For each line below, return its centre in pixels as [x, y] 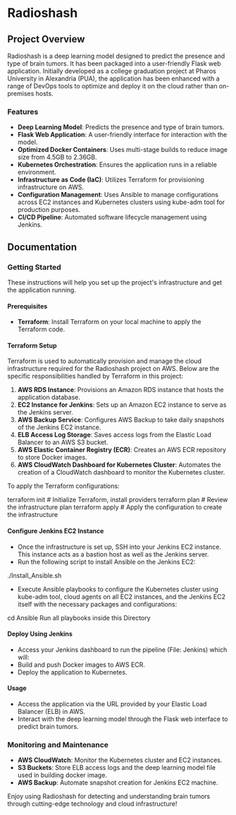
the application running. [42, 290]
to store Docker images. [52, 458]
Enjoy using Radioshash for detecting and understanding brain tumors [109, 797]
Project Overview [46, 39]
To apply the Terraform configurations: [63, 486]
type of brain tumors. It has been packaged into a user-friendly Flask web [114, 64]
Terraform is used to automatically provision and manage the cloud [105, 361]
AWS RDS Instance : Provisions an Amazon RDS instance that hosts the [120, 390]
